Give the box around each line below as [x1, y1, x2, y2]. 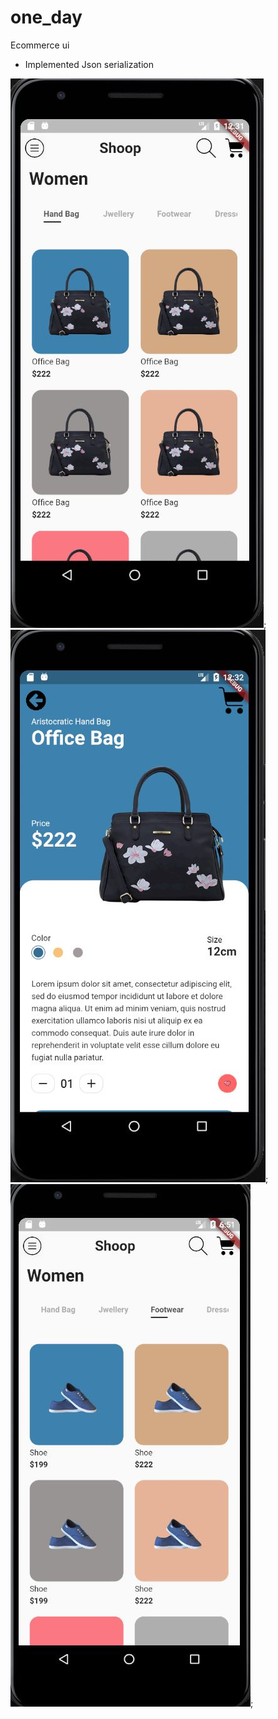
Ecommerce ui [10, 39, 70, 51]
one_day [10, 6, 83, 29]
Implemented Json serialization [24, 58, 154, 70]
